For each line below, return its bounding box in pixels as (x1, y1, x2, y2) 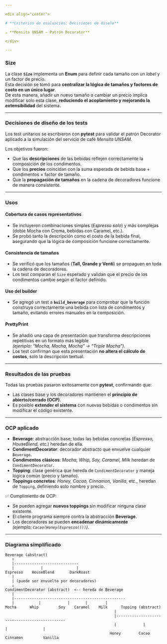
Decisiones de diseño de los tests (5, 120, 88, 127)
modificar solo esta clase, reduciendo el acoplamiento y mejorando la (5, 97, 150, 103)
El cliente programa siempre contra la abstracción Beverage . (12, 514, 137, 519)
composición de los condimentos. (12, 160, 82, 167)
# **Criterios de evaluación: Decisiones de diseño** (5, 20, 119, 25)
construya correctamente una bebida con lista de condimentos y (12, 304, 145, 310)
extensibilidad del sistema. (5, 103, 61, 109)
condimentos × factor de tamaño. (12, 171, 81, 177)
